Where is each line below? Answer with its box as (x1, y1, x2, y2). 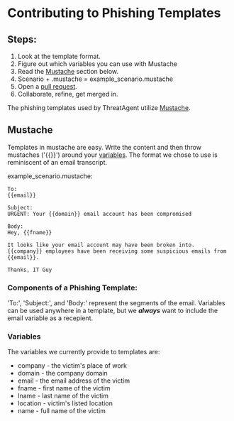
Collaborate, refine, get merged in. (17, 90, 118, 98)
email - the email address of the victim (17, 376, 130, 385)
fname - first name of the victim (17, 384, 111, 393)
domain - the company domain (17, 369, 108, 378)
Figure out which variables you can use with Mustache (17, 60, 177, 68)
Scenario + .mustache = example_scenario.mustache (17, 75, 174, 83)
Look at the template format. (17, 52, 101, 60)
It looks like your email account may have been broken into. (7, 241, 195, 248)
